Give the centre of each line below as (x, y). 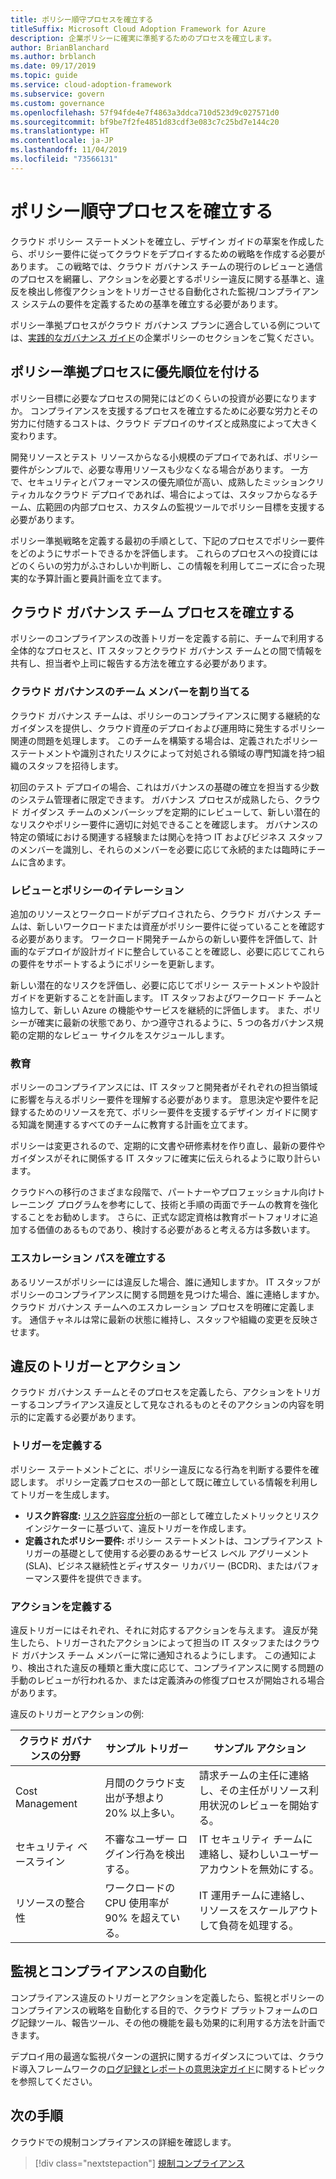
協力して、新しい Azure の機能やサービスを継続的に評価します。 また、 (157, 1010)
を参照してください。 (54, 2081)
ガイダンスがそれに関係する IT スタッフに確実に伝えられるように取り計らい (165, 1158)
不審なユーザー (139, 1839)
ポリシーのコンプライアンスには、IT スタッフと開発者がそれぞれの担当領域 (164, 1087)
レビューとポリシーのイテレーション (97, 890)
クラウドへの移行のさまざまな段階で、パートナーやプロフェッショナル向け (163, 1192)
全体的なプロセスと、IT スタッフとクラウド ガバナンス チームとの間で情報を (166, 651)
